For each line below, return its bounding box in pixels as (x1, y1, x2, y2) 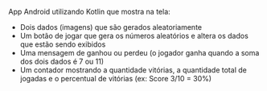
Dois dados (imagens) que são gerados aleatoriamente (19, 23, 203, 31)
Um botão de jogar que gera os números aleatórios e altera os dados (19, 31, 249, 40)
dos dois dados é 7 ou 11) (19, 56, 105, 66)
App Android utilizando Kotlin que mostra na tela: (8, 7, 170, 16)
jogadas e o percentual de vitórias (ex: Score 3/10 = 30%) (19, 74, 212, 83)
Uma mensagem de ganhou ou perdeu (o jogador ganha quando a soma (19, 48, 260, 57)
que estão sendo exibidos (19, 39, 106, 49)
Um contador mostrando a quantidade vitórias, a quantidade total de (19, 65, 247, 75)
